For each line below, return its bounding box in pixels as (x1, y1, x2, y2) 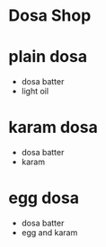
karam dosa (8, 118, 98, 137)
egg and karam (21, 227, 78, 238)
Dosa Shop (8, 5, 92, 26)
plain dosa (8, 47, 87, 67)
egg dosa (8, 188, 80, 208)
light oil (21, 86, 49, 97)
